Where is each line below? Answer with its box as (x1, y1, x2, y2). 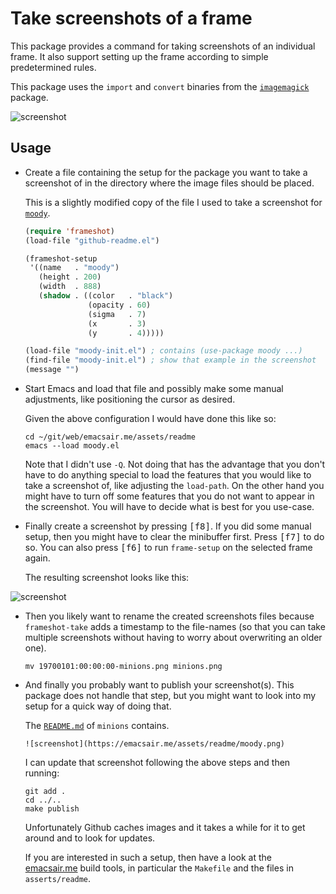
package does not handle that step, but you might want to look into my (24, 690, 317, 701)
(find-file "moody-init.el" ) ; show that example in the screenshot (24, 355, 317, 366)
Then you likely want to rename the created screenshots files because (24, 610, 315, 622)
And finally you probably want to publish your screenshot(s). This (24, 679, 295, 691)
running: (24, 767, 60, 779)
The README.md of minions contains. (24, 720, 170, 731)
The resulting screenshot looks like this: (24, 572, 190, 583)
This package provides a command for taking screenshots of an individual (10, 40, 316, 52)
